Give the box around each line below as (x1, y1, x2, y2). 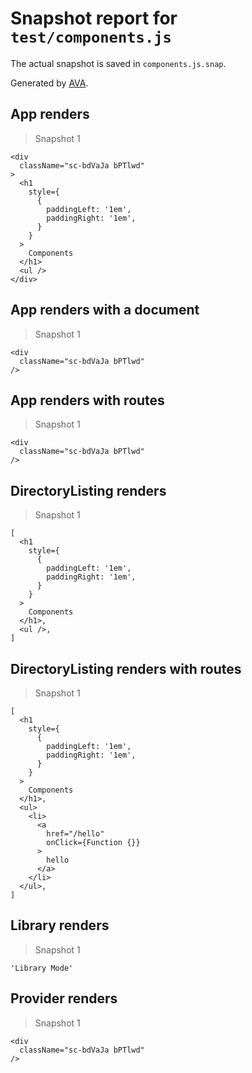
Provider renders (10, 990, 118, 1007)
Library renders (10, 917, 110, 934)
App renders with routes (10, 392, 165, 409)
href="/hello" (46, 829, 105, 839)
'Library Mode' (10, 963, 74, 973)
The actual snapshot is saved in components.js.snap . (10, 57, 227, 69)
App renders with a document (10, 302, 200, 319)
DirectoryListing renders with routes (10, 660, 242, 677)
